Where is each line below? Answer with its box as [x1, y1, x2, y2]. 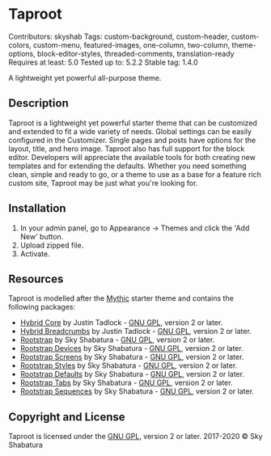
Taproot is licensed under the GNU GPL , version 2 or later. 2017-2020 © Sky [8, 432, 263, 441]
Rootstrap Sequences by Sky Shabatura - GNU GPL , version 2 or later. [19, 386, 255, 396]
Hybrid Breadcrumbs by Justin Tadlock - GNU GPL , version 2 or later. [19, 327, 252, 336]
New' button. [19, 231, 64, 241]
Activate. [19, 248, 50, 259]
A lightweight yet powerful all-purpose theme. [8, 73, 162, 82]
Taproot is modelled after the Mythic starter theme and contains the [8, 293, 235, 303]
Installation [8, 201, 66, 215]
